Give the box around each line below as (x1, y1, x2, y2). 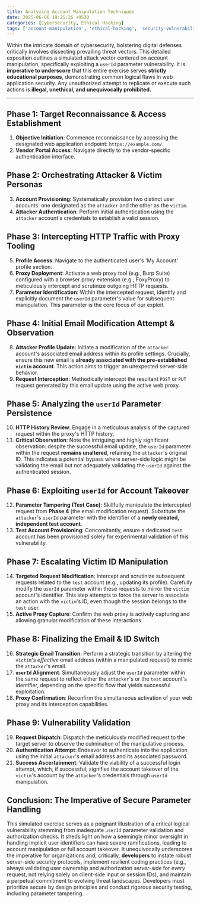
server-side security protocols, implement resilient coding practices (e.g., (7, 858, 186, 865)
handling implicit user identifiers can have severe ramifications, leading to (7, 839, 187, 846)
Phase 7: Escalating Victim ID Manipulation (7, 557, 169, 567)
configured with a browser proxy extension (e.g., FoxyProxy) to (15, 275, 170, 283)
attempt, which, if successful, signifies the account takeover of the (15, 765, 179, 772)
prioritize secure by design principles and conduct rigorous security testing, (7, 883, 192, 891)
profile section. (15, 263, 53, 270)
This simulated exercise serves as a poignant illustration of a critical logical (7, 820, 190, 827)
